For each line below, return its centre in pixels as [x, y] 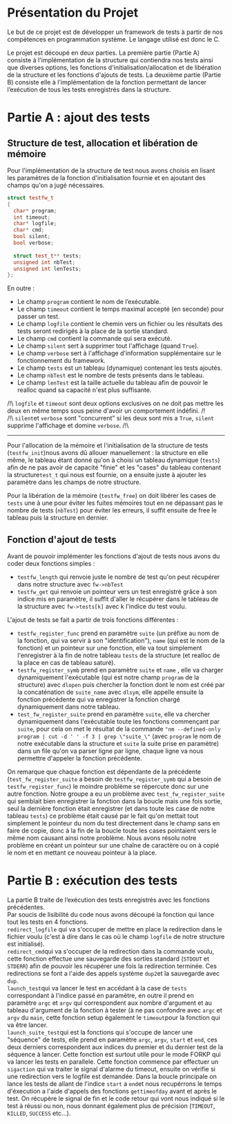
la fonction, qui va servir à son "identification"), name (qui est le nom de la [121, 641]
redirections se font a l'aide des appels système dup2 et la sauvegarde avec [114, 974]
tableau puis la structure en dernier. [58, 518]
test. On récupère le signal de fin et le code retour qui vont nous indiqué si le [116, 1098]
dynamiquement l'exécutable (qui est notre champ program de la [108, 677]
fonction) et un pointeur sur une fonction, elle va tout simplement [109, 648]
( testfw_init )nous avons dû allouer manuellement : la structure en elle [108, 453]
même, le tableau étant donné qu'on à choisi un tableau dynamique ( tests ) [114, 460]
